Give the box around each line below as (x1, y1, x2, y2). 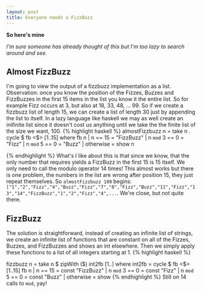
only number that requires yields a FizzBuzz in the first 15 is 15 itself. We (6, 158, 185, 166)
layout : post (6, 8, 39, 15)
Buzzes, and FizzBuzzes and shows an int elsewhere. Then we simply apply (6, 242, 195, 250)
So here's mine (6, 31, 45, 38)
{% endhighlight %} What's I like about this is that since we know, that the (6, 152, 190, 159)
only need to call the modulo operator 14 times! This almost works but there (6, 165, 194, 172)
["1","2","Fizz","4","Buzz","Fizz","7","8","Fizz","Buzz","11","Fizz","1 (6, 184, 196, 190)
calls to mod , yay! (6, 280, 47, 287)
